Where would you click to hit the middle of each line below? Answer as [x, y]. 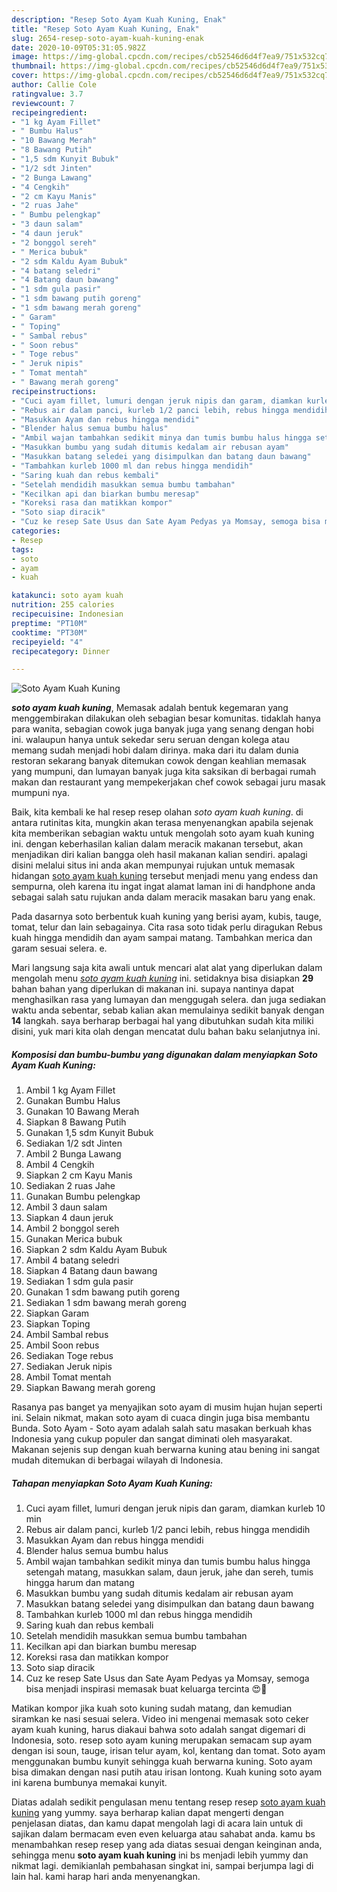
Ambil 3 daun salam [66, 1207]
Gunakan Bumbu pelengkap [83, 1197]
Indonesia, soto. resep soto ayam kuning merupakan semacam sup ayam [162, 1740]
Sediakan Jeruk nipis [69, 1367]
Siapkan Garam [57, 1313]
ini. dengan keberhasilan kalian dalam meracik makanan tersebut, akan [157, 844]
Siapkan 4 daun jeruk [69, 1218]
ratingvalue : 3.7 [47, 94]
